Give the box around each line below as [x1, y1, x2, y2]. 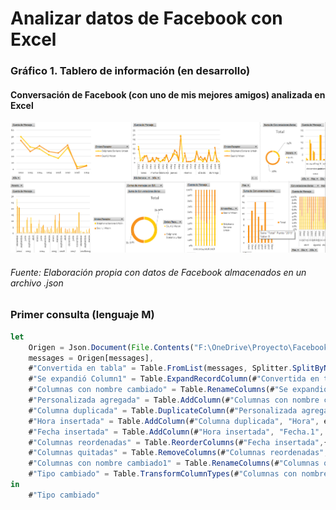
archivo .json [10, 277, 64, 289]
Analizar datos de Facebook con [10, 7, 283, 30]
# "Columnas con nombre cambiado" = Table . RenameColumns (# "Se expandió [28, 385, 329, 395]
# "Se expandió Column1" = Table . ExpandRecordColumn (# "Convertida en [28, 374, 320, 384]
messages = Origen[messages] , [28, 353, 155, 363]
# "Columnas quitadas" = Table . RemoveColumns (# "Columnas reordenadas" [28, 448, 325, 458]
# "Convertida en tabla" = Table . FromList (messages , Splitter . [28, 363, 293, 374]
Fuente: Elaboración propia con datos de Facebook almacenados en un [10, 266, 307, 278]
